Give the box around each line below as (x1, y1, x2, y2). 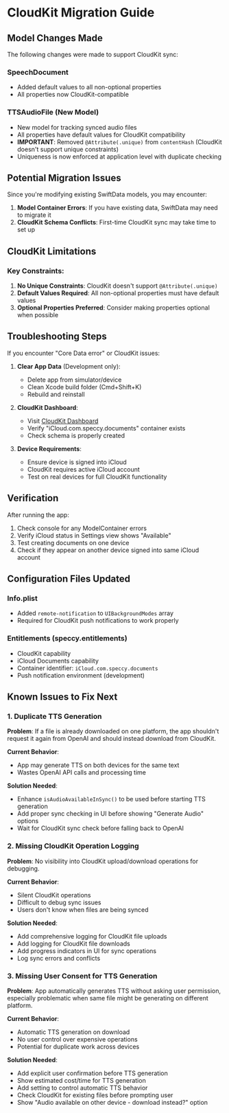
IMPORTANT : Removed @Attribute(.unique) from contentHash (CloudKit (16, 137, 223, 146)
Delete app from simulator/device (27, 376, 122, 384)
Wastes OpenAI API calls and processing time (16, 768, 146, 777)
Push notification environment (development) (16, 671, 145, 679)
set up (16, 225, 36, 234)
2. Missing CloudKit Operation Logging (7, 841, 139, 851)
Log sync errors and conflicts (16, 954, 101, 962)
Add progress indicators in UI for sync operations (16, 946, 156, 955)
